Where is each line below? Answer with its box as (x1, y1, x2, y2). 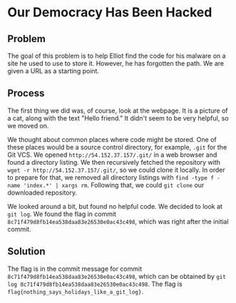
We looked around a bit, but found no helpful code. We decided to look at (7, 202, 223, 210)
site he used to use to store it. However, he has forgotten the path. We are (7, 59, 225, 68)
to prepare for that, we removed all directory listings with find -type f (7, 173, 214, 182)
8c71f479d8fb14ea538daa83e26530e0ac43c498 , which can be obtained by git (7, 272, 226, 280)
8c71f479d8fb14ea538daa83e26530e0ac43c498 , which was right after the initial (7, 217, 230, 225)
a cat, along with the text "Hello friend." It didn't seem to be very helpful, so (7, 113, 230, 122)
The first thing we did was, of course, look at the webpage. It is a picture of (7, 106, 228, 115)
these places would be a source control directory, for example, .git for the (7, 143, 227, 151)
